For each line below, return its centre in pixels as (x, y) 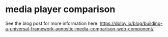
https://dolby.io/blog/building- (131, 23)
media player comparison (60, 9)
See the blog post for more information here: (52, 23)
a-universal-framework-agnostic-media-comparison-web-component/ (79, 28)
